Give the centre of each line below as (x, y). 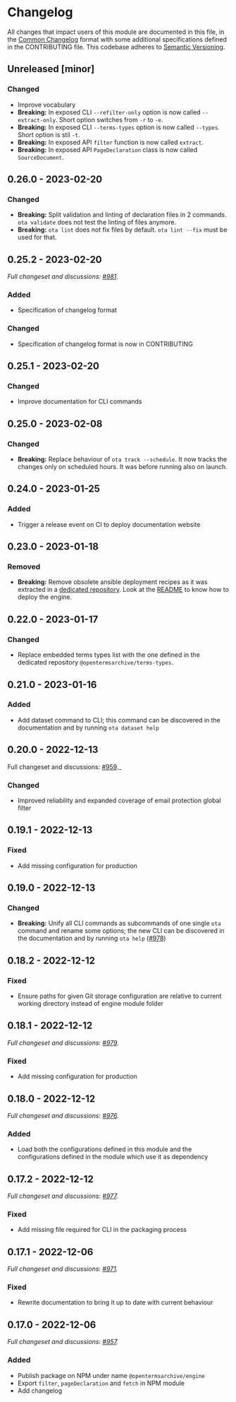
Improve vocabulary (46, 105)
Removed (24, 567)
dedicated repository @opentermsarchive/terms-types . (95, 663)
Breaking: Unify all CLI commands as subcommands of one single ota (119, 923)
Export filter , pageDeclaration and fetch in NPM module (101, 1383)
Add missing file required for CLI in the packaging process (102, 1230)
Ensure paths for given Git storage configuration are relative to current (119, 996)
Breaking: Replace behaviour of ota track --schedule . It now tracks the (122, 459)
